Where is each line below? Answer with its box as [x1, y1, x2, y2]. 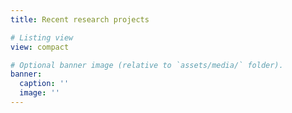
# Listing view [10, 32, 74, 43]
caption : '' [19, 79, 70, 89]
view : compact [10, 42, 70, 52]
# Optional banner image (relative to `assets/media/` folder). [10, 60, 284, 70]
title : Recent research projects [10, 14, 150, 25]
